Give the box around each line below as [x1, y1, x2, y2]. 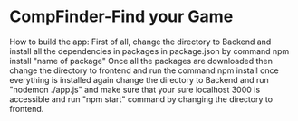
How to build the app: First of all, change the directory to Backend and [9, 36, 272, 47]
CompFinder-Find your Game [9, 6, 234, 27]
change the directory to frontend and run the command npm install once [9, 65, 279, 76]
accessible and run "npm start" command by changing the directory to [9, 93, 274, 105]
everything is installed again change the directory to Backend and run [9, 74, 269, 85]
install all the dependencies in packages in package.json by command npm [9, 45, 290, 56]
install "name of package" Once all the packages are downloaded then [9, 55, 274, 66]
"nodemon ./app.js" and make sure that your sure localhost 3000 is [9, 84, 261, 95]
